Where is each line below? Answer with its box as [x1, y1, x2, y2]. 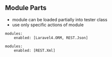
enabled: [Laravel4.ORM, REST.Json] [14, 35, 89, 40]
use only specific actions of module [12, 22, 84, 28]
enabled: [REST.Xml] [14, 48, 56, 53]
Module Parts [5, 4, 47, 12]
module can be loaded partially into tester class [12, 16, 108, 22]
